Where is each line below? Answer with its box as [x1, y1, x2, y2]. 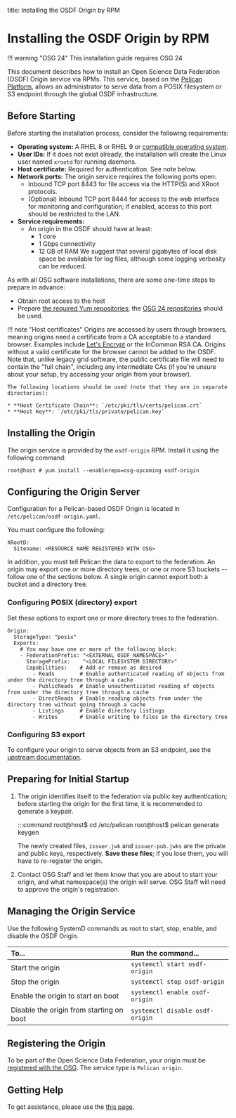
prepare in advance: [7, 282, 65, 291]
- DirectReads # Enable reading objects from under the [32, 695, 202, 702]
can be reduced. [38, 261, 86, 270]
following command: [7, 453, 67, 462]
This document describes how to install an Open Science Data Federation [7, 67, 220, 76]
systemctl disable [131, 1006, 192, 1015]
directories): [7, 389, 49, 396]
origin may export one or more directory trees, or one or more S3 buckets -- [7, 565, 228, 573]
